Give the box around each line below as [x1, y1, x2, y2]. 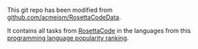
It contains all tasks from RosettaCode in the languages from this [7, 27, 191, 35]
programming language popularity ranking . [7, 34, 129, 42]
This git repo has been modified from [7, 6, 112, 14]
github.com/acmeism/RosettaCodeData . [7, 13, 121, 21]
